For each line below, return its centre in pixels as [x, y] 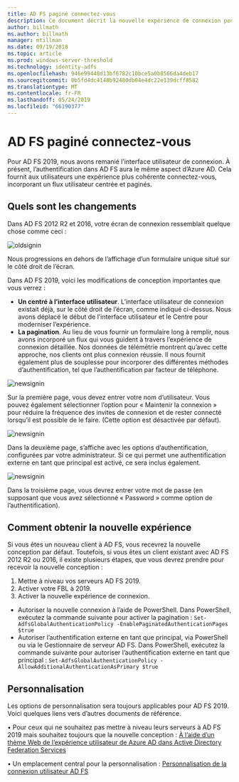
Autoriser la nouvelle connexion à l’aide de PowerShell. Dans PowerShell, [124, 610]
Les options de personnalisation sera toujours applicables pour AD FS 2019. [118, 706]
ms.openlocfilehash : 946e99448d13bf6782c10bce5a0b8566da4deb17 [103, 73]
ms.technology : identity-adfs [52, 67]
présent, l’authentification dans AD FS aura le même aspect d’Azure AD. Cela [119, 169]
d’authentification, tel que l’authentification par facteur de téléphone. [118, 369]
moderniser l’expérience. [54, 324]
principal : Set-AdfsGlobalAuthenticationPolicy [87, 660]
